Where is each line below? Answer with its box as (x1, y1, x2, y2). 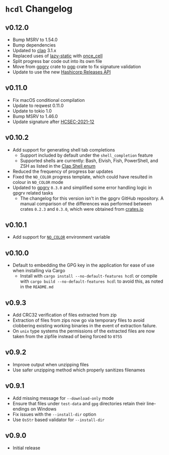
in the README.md (20, 284, 54, 290)
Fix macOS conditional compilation (12, 97, 85, 103)
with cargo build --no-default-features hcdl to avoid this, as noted (20, 278, 163, 284)
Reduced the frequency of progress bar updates (12, 168, 114, 174)
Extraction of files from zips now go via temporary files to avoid (12, 317, 145, 323)
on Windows (30, 406, 57, 412)
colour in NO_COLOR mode (12, 179, 64, 185)
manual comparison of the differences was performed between (20, 201, 152, 207)
